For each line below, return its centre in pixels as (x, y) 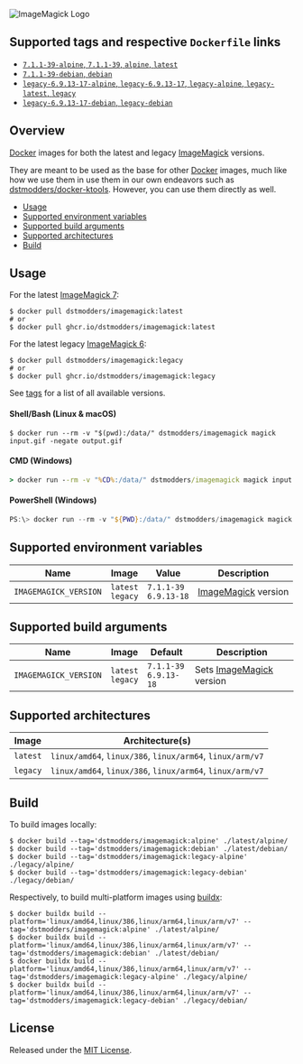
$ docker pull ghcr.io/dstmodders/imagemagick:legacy (113, 376)
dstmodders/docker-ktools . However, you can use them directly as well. (143, 189)
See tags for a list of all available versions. (87, 393)
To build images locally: (53, 825)
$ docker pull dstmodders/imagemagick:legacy (96, 361)
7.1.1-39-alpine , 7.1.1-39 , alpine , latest (100, 64)
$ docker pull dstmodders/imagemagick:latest (96, 311)
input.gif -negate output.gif (66, 441)
